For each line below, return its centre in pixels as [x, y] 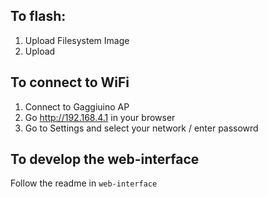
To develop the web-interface [105, 159]
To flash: [38, 16]
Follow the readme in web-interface [84, 183]
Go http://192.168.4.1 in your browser [100, 117]
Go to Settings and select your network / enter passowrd [141, 128]
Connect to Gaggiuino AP [77, 106]
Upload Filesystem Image [77, 40]
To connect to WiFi [70, 82]
